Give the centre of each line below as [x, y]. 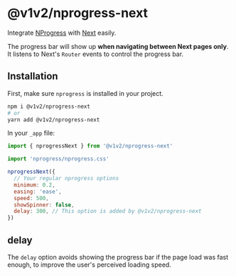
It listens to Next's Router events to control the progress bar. [95, 54]
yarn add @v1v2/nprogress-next [54, 120]
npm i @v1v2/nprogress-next [49, 106]
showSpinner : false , [44, 205]
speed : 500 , [32, 198]
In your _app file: [31, 133]
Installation [33, 76]
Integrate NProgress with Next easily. [62, 33]
